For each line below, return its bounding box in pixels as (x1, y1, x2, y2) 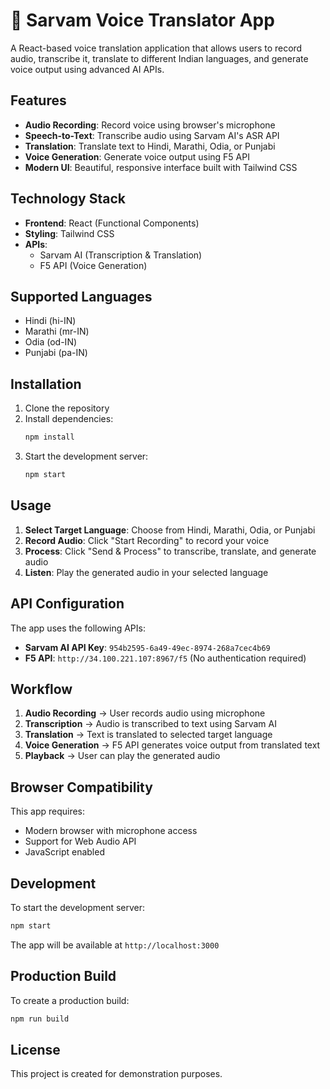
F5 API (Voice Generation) (39, 259, 148, 271)
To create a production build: (10, 994, 130, 1006)
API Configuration (10, 595, 125, 613)
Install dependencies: (24, 413, 114, 425)
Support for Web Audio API (24, 835, 137, 848)
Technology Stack (10, 190, 126, 208)
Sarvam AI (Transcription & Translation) (39, 249, 203, 261)
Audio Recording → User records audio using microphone (24, 707, 266, 719)
